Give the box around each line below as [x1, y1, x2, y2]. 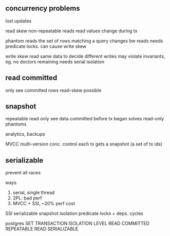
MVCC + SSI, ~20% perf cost [12, 201, 75, 207]
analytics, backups [5, 131, 45, 137]
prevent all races [5, 170, 41, 176]
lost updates [5, 17, 32, 24]
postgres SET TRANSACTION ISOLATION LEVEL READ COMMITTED [5, 221, 150, 227]
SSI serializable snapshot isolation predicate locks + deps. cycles [5, 210, 144, 216]
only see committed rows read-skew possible [5, 87, 102, 93]
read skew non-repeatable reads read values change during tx [5, 28, 138, 34]
